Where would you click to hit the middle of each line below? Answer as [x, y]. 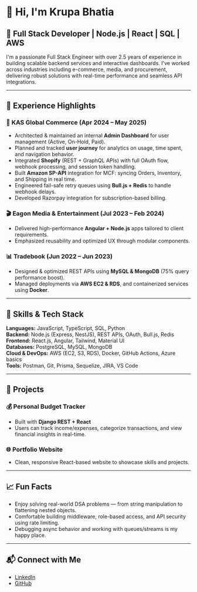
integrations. [21, 82]
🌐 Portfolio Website [35, 449]
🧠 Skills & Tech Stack [45, 314]
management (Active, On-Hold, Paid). [60, 142]
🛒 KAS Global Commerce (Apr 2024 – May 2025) [76, 123]
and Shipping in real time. [45, 179]
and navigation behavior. [44, 154]
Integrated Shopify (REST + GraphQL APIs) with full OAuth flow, [91, 160]
